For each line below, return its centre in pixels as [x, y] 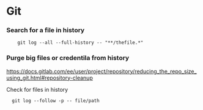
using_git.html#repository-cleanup [50, 78]
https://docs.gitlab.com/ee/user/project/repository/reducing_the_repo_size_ [102, 71]
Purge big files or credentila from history [68, 58]
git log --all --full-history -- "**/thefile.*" [80, 43]
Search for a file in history [46, 30]
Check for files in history [37, 89]
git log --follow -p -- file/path [56, 101]
